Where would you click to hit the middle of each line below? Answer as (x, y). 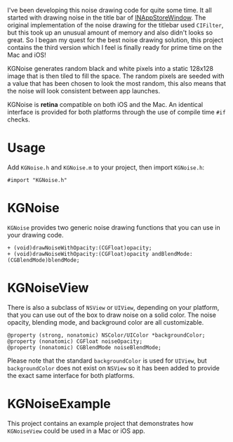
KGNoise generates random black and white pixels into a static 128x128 (111, 69)
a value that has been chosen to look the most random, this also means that (117, 83)
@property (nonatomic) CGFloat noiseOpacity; (75, 341)
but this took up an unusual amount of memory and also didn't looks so (110, 32)
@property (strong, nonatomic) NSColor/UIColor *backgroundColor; (106, 335)
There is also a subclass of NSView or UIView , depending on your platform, (113, 307)
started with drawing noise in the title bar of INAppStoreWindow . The (107, 18)
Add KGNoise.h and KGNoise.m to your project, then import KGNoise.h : (106, 167)
